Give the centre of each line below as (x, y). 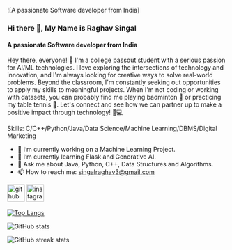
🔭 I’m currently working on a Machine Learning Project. (96, 150)
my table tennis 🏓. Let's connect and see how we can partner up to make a (115, 104)
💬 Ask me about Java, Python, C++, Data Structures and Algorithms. (115, 164)
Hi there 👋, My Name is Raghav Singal (72, 28)
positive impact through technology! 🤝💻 (65, 112)
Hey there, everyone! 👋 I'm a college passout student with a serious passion (116, 60)
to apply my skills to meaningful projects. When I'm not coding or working (113, 90)
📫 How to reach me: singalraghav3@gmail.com (86, 172)
